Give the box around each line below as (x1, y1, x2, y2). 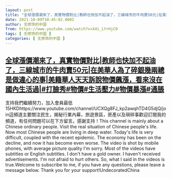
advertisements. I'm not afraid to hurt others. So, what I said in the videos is (5, 156, 165, 162)
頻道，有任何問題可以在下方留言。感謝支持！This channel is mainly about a (5, 118, 164, 124)
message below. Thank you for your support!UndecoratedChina (5, 167, 140, 173)
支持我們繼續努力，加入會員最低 (5, 99, 73, 105)
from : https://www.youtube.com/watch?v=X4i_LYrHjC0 (5, 27, 118, 32)
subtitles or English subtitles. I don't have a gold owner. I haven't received (5, 150, 161, 157)
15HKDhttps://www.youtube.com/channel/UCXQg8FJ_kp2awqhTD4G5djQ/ (5, 105, 163, 112)
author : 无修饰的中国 (5, 21, 47, 27)
